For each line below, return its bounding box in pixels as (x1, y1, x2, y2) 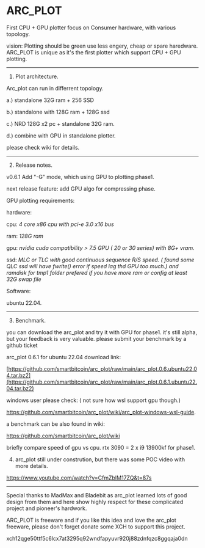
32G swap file (6, 276, 41, 283)
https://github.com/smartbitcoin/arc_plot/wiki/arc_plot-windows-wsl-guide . (6, 408, 196, 415)
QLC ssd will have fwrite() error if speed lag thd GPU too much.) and (6, 262, 179, 269)
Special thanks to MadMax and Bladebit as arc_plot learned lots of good (6, 491, 187, 499)
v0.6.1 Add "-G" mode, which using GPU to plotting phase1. (6, 173, 154, 180)
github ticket (6, 342, 38, 349)
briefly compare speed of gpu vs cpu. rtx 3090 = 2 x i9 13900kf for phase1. (6, 444, 196, 451)
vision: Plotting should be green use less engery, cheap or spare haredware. (6, 42, 198, 49)
